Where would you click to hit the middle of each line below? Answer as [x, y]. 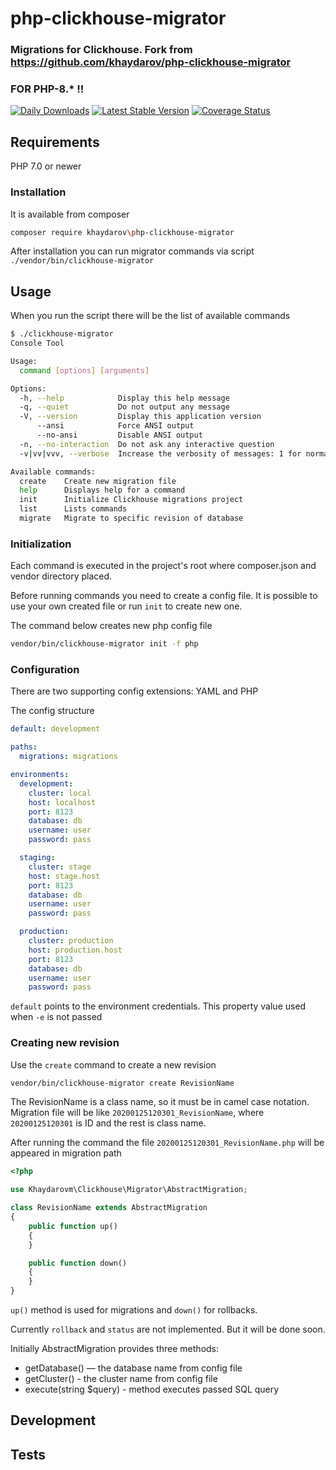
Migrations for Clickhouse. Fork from [101, 50]
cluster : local [60, 793]
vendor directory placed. [61, 576]
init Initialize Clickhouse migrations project [131, 500]
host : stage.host [64, 876]
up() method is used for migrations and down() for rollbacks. [134, 1310]
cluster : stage [60, 867]
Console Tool [37, 343]
